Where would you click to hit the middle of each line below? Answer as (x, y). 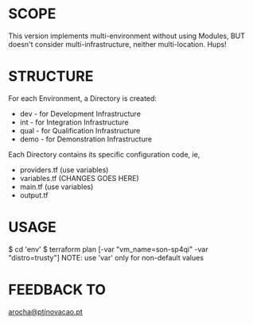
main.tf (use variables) (56, 187)
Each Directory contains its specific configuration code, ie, (104, 154)
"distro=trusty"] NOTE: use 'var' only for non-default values (106, 257)
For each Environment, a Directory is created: (83, 98)
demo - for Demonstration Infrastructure (86, 139)
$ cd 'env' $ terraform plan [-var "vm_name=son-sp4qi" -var (108, 249)
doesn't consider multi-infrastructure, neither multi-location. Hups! (117, 44)
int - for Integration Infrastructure (74, 122)
